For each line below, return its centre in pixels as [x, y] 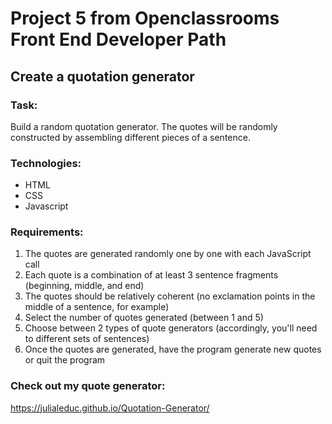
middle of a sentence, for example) [97, 307]
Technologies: [46, 163]
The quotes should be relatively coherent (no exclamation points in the [170, 296]
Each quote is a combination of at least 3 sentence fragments [151, 275]
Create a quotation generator [102, 76]
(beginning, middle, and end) [84, 286]
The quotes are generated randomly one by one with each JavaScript [168, 254]
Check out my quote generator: [88, 386]
